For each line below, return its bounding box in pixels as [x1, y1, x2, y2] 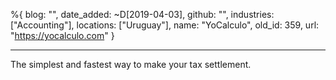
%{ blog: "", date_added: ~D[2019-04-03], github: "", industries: [10, 9, 275, 20]
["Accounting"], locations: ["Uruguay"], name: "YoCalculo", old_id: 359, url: [10, 19, 320, 31]
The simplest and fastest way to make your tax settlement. [10, 59, 252, 70]
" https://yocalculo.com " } [10, 30, 115, 41]
